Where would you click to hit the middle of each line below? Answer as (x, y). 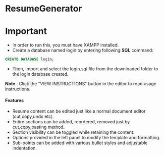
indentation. (25, 148)
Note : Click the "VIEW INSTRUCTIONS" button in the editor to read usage (81, 84)
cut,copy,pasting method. (38, 127)
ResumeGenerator (44, 9)
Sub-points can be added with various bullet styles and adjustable (80, 143)
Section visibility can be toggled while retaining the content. (73, 132)
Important (26, 31)
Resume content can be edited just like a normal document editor (79, 111)
